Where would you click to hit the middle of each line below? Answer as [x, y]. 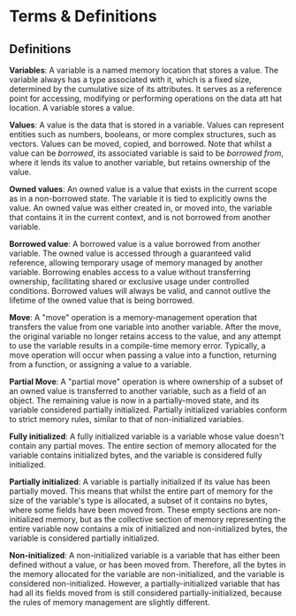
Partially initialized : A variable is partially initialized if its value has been [140, 481]
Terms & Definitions [83, 16]
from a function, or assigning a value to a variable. [100, 364]
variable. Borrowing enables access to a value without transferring [130, 272]
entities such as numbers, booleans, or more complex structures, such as [143, 134]
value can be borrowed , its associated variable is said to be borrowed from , [147, 153]
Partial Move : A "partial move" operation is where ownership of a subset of [146, 381]
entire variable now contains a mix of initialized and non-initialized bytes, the [148, 529]
